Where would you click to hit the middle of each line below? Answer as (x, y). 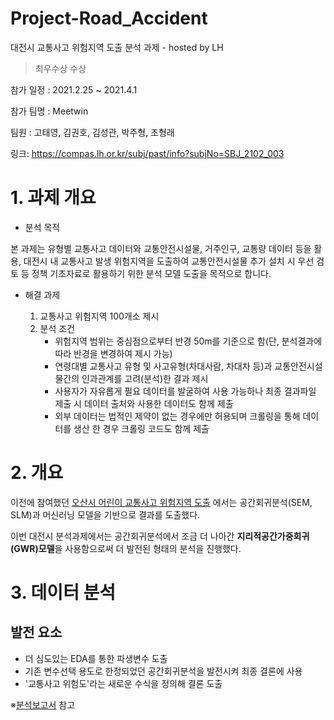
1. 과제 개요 (53, 198)
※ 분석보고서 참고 (43, 704)
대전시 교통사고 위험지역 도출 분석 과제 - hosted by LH (117, 47)
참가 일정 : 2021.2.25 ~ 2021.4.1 (74, 89)
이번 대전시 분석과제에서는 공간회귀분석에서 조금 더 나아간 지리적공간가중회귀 (160, 536)
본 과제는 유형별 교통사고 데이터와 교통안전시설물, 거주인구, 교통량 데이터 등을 (161, 248)
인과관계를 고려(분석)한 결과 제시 (145, 378)
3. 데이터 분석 (63, 593)
